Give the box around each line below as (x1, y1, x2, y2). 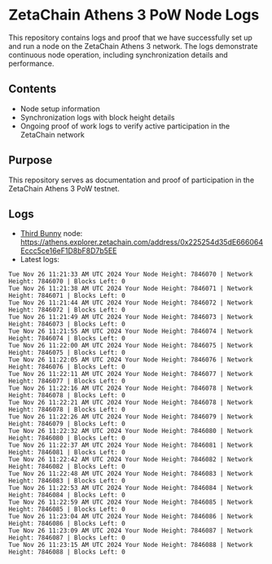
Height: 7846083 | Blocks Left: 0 (8, 477, 126, 485)
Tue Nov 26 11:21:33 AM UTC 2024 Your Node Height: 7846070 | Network (8, 270, 253, 278)
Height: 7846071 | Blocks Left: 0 (8, 291, 126, 300)
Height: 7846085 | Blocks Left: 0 (8, 505, 126, 514)
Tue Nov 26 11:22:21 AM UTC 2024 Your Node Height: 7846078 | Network (8, 399, 253, 407)
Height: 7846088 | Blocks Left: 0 (8, 548, 126, 557)
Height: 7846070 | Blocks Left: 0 (8, 278, 126, 286)
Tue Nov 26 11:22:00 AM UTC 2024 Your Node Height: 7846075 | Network (8, 342, 253, 350)
